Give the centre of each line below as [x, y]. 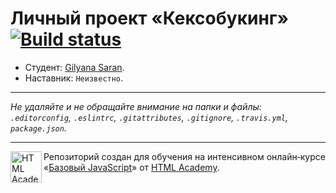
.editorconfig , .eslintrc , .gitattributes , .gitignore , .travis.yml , [149, 117]
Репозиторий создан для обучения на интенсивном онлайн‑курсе [184, 156]
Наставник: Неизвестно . [74, 78]
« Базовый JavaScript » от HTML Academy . [131, 167]
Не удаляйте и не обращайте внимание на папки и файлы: [136, 106]
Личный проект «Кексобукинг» [149, 18]
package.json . [38, 128]
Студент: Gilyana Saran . [74, 67]
